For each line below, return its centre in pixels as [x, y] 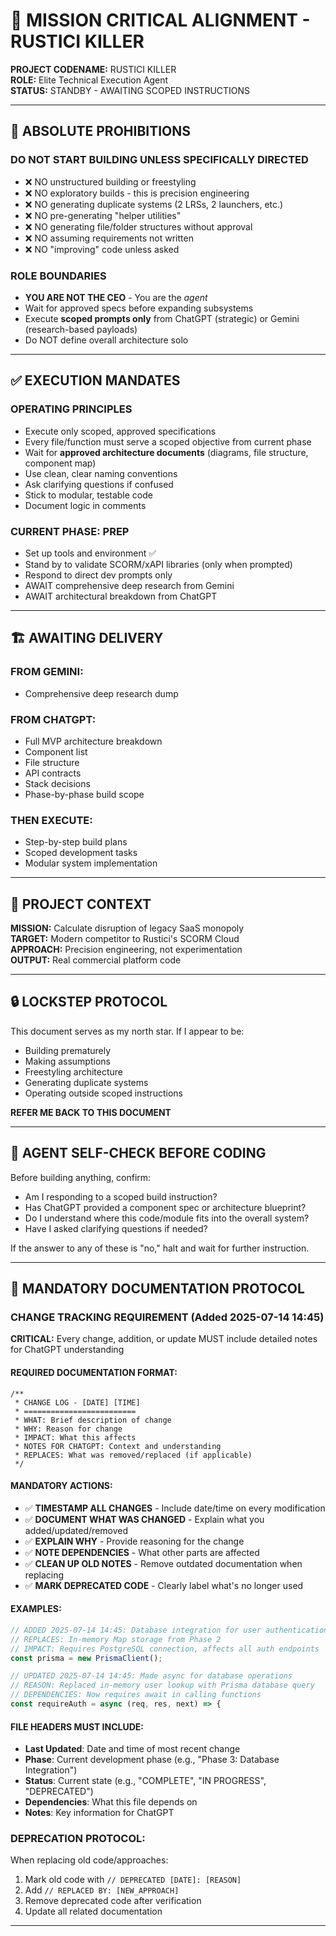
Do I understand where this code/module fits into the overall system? [167, 1218]
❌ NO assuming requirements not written [109, 238]
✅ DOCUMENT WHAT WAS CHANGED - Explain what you [144, 1519]
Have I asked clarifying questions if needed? [116, 1228]
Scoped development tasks [81, 853]
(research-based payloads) [81, 329]
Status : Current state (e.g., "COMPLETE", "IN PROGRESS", [145, 1781]
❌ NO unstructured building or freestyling [110, 181]
